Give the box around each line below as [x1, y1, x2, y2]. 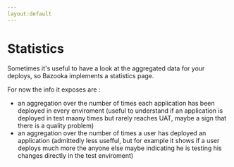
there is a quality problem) [17, 121, 94, 130]
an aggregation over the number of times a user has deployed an [17, 128, 207, 137]
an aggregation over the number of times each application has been [17, 99, 215, 107]
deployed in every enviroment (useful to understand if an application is [17, 106, 223, 115]
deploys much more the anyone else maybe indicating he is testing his [17, 144, 222, 152]
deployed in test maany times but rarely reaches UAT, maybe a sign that [17, 113, 227, 122]
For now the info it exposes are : [7, 85, 101, 94]
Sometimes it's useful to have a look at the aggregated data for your [7, 64, 205, 73]
